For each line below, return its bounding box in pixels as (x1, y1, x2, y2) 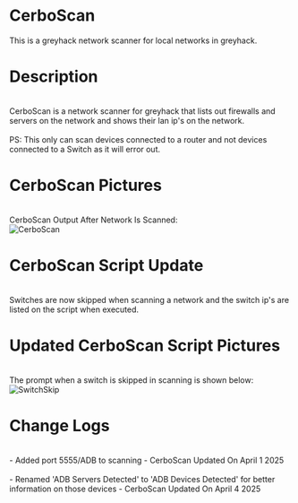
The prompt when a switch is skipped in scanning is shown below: (9, 374, 254, 386)
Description (9, 66, 98, 87)
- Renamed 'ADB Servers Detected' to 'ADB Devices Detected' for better (9, 473, 276, 484)
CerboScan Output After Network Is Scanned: (9, 214, 178, 225)
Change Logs (9, 415, 110, 436)
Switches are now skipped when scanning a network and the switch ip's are (9, 294, 289, 305)
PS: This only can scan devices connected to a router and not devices (9, 134, 268, 144)
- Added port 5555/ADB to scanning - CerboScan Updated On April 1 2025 (9, 455, 285, 465)
